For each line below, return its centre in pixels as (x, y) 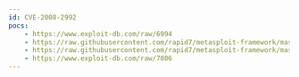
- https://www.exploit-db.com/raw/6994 (99, 34)
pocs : (18, 26)
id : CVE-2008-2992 (42, 17)
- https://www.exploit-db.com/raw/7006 (99, 58)
